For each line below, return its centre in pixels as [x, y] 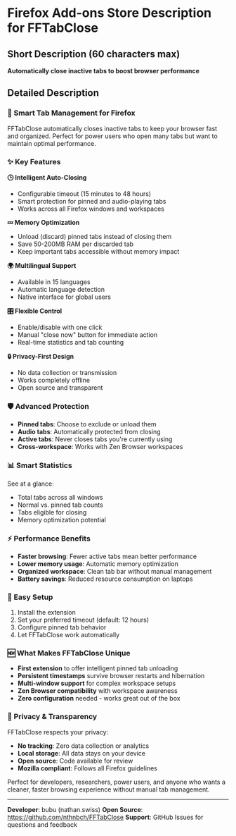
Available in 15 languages [54, 282]
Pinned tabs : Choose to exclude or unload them [87, 424]
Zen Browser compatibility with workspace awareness [97, 691]
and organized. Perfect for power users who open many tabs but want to [112, 136]
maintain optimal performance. [52, 143]
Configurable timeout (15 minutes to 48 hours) [84, 193]
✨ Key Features [34, 161]
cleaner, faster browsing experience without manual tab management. [109, 789]
